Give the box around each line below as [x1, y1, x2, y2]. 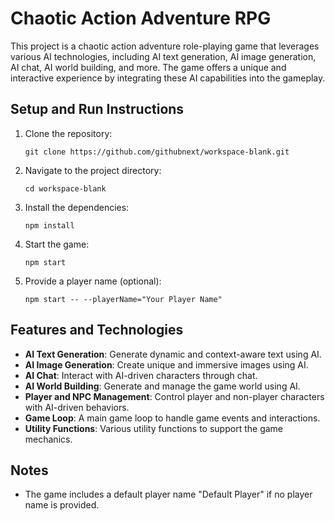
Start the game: [24, 238, 90, 250]
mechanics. [24, 433, 73, 445]
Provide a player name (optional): [24, 275, 162, 287]
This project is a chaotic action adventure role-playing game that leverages [10, 40, 320, 52]
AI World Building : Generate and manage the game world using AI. [24, 380, 301, 392]
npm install [24, 220, 75, 231]
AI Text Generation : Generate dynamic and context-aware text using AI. [24, 348, 322, 360]
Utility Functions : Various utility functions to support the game [24, 422, 283, 434]
